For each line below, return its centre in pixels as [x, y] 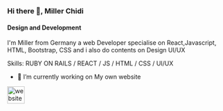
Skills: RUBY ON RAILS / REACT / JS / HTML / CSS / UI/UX [90, 63]
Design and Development [44, 28]
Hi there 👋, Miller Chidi [46, 11]
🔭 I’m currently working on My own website [79, 77]
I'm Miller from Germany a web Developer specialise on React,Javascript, [112, 43]
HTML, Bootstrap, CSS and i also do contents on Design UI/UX [96, 50]
